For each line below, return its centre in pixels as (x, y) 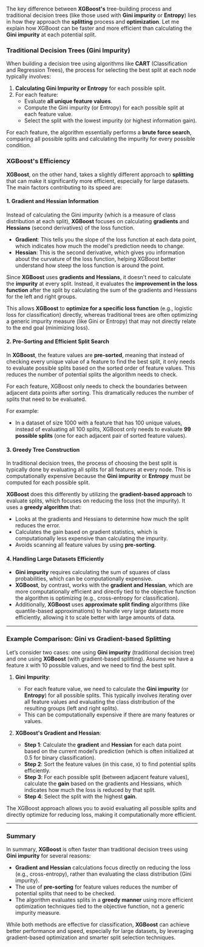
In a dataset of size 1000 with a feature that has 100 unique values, (98, 423)
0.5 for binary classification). (60, 757)
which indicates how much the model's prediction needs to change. (100, 246)
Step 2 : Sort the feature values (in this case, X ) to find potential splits (110, 764)
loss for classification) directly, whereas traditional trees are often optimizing (102, 314)
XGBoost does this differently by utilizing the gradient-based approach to (99, 494)
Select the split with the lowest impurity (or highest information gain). (110, 120)
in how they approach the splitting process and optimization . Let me (93, 22)
